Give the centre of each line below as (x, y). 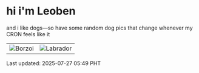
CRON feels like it (28, 34)
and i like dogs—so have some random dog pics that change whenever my (99, 28)
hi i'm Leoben (41, 11)
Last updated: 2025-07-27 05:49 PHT (54, 63)
